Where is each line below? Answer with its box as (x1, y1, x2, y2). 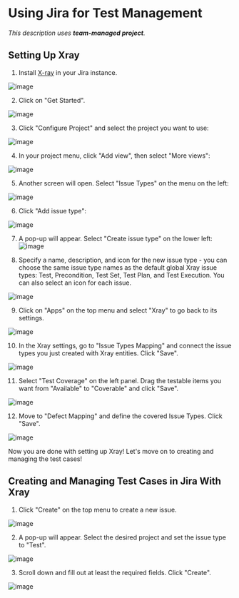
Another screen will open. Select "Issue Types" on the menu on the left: (18, 178, 229, 187)
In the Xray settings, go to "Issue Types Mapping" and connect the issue (18, 341, 232, 350)
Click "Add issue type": (18, 206, 86, 215)
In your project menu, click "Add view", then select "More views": (18, 151, 210, 160)
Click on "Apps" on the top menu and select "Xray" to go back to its (18, 305, 218, 315)
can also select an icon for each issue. (18, 278, 132, 287)
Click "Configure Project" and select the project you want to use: (18, 123, 209, 132)
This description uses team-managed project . (8, 29, 146, 37)
